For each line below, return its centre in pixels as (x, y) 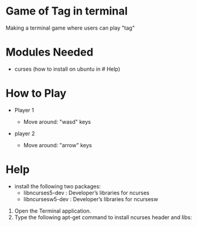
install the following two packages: (57, 186)
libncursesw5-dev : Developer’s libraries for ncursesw (91, 199)
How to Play (36, 93)
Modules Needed (50, 52)
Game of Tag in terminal (67, 11)
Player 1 (24, 110)
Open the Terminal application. (53, 211)
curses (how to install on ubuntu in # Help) (67, 69)
